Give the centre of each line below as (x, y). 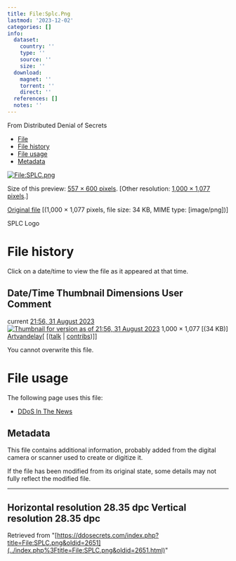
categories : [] (29, 27)
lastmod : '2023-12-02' (40, 20)
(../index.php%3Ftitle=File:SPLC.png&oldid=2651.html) (86, 550)
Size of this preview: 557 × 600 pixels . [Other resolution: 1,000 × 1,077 (109, 188)
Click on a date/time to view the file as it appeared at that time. (98, 271)
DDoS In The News (45, 411)
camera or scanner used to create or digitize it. (75, 458)
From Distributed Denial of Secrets (57, 125)
